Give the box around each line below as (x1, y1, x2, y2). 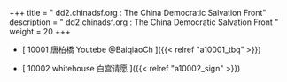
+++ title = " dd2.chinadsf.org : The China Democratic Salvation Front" (9, 8, 267, 18)
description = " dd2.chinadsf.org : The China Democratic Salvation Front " (9, 17, 279, 27)
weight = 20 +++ (9, 26, 71, 36)
